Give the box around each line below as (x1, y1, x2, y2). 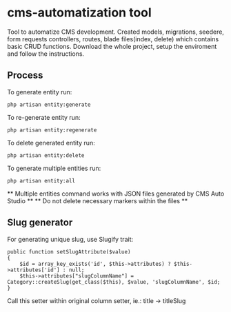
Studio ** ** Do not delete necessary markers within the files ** (7, 196, 188, 205)
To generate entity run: (7, 87, 72, 96)
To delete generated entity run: (7, 138, 95, 147)
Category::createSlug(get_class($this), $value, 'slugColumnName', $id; (7, 278, 221, 285)
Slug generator (7, 217, 73, 229)
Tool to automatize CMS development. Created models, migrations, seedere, (7, 28, 224, 36)
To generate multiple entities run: (7, 164, 101, 172)
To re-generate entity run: (7, 113, 81, 121)
